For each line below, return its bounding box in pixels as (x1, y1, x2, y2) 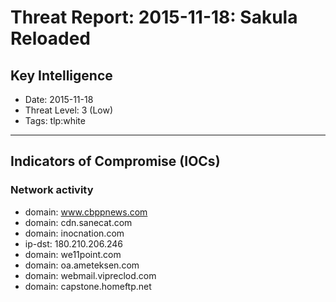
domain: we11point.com (24, 248, 122, 260)
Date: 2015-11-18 (24, 94, 94, 105)
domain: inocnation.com (24, 227, 125, 239)
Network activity (10, 183, 94, 197)
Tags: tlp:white (24, 115, 86, 126)
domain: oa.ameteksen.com (24, 259, 140, 271)
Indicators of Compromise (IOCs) (10, 153, 221, 170)
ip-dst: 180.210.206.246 (24, 237, 123, 250)
